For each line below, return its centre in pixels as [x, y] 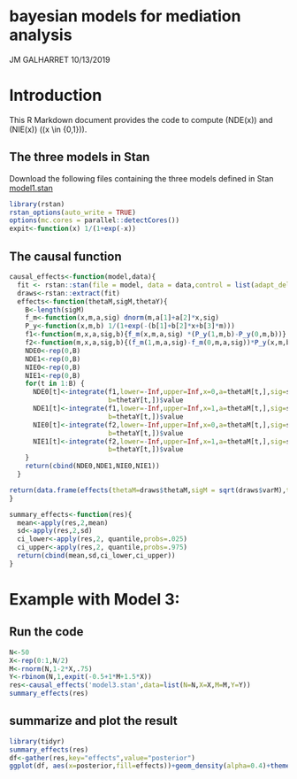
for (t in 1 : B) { [55, 384]
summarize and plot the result [94, 721]
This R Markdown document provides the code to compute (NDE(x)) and [141, 120]
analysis [41, 35]
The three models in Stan [80, 157]
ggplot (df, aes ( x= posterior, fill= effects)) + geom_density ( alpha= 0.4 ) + [140, 766]
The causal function [65, 256]
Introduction [56, 96]
